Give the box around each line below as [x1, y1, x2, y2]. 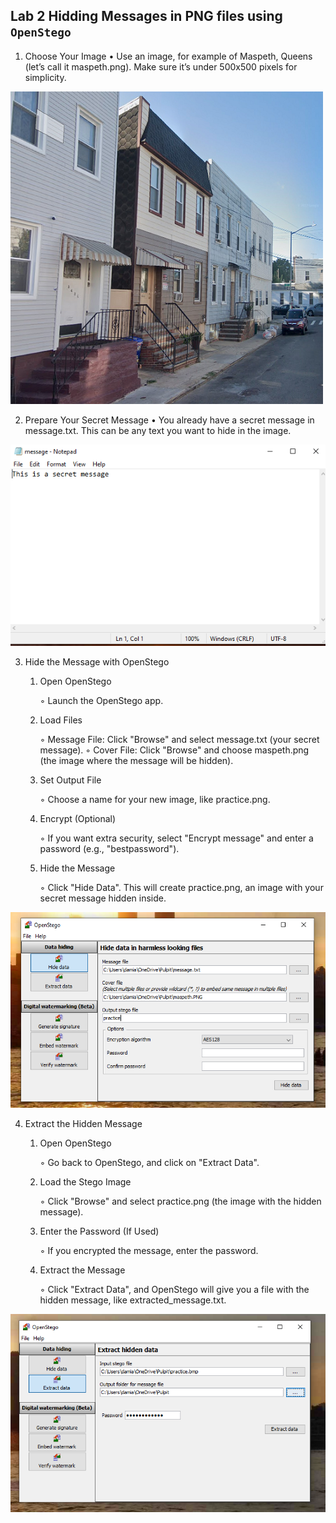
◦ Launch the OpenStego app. [39, 695, 164, 707]
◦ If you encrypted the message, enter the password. [39, 1244, 259, 1256]
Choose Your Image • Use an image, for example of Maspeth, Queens [24, 50, 313, 62]
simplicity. [24, 71, 67, 83]
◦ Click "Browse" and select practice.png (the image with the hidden [39, 1195, 322, 1207]
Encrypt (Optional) [39, 813, 117, 825]
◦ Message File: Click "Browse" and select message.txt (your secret [39, 734, 320, 746]
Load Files [39, 714, 83, 726]
